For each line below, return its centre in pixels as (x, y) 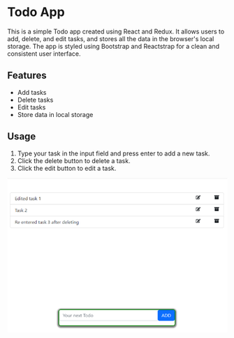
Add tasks (32, 92)
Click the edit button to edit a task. (67, 168)
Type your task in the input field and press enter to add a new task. (114, 153)
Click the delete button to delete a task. (74, 160)
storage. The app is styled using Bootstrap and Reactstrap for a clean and (114, 46)
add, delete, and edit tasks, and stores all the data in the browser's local (111, 38)
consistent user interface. (44, 54)
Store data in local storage (55, 114)
